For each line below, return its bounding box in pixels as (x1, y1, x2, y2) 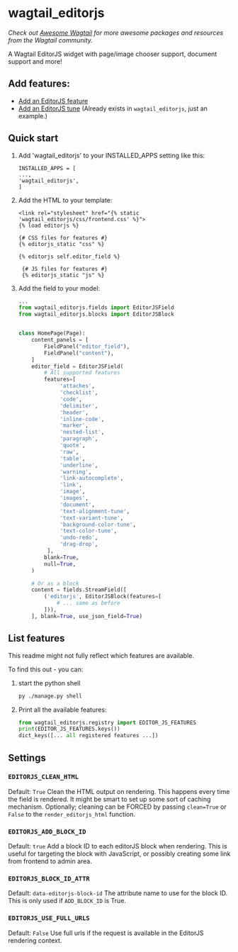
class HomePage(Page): (18, 330, 86, 337)
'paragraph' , (59, 435, 98, 442)
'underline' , (59, 461, 98, 469)
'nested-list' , (59, 429, 105, 436)
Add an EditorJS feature (18, 96, 89, 105)
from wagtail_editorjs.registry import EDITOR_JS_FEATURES (18, 719, 197, 726)
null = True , (44, 560, 76, 568)
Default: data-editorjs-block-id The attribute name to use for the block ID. (8, 889, 228, 897)
